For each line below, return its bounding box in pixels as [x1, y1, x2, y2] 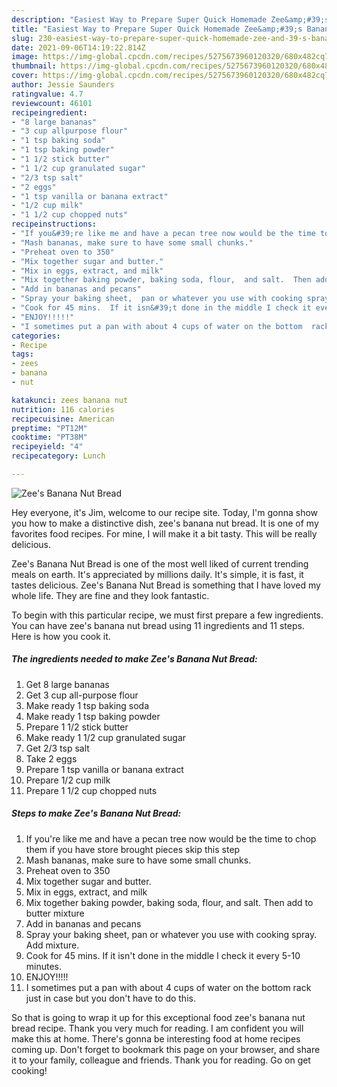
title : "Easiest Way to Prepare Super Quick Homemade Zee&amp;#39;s [11, 24, 303, 34]
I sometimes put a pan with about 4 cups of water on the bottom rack [25, 981, 312, 993]
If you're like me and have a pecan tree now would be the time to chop [25, 832, 317, 845]
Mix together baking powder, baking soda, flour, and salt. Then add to [25, 896, 314, 908]
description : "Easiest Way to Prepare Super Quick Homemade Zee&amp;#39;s [11, 14, 330, 25]
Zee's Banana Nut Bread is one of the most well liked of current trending [11, 557, 309, 570]
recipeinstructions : [11, 219, 98, 230]
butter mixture [25, 907, 85, 919]
